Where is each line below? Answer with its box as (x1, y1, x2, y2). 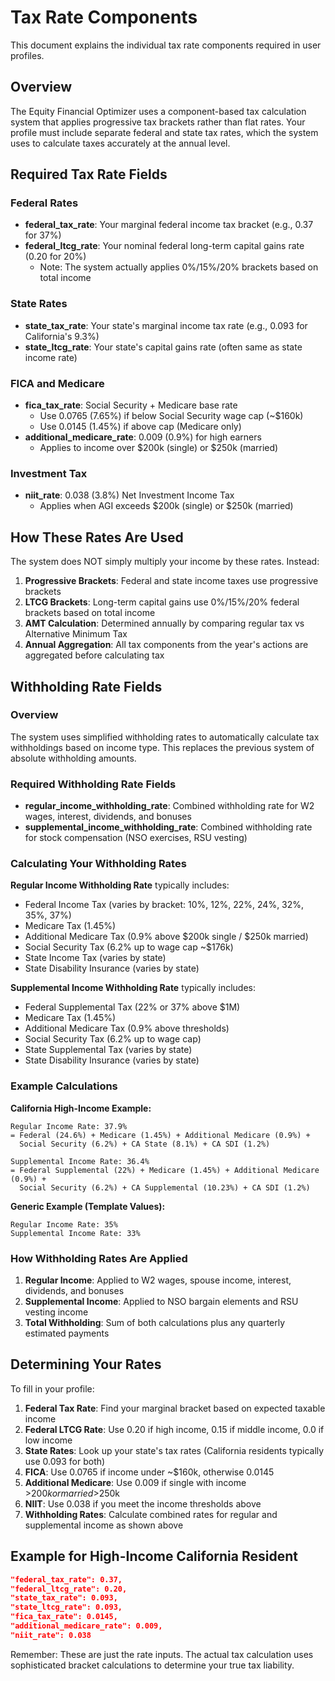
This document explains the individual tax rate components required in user (10, 39, 322, 51)
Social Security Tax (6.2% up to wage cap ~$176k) (24, 941, 234, 953)
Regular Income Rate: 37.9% (10, 1121, 128, 1131)
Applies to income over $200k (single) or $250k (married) (39, 442, 279, 454)
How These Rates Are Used (10, 529, 184, 546)
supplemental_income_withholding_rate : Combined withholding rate (24, 821, 313, 833)
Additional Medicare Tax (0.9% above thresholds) (24, 1022, 230, 1035)
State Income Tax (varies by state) (24, 952, 167, 964)
